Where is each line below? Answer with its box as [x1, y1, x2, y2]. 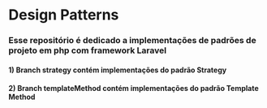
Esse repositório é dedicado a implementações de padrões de [8, 35, 257, 46]
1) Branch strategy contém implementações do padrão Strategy [8, 65, 227, 75]
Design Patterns [8, 6, 119, 24]
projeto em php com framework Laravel [8, 45, 167, 56]
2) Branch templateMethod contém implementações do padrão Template [8, 84, 260, 93]
